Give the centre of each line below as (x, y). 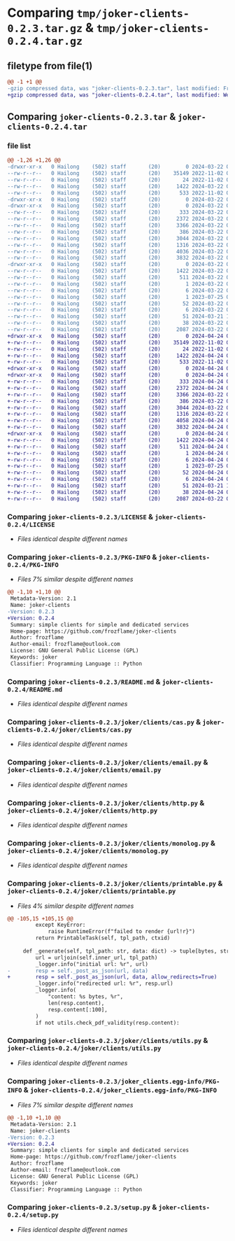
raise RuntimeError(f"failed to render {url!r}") (122, 932)
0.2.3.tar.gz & (51, 28)
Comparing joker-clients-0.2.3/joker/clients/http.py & (106, 803)
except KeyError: (60, 925)
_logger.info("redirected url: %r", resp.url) (104, 984)
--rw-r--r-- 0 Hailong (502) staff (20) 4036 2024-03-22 (115, 251)
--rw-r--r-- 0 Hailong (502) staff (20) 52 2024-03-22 (115, 303)
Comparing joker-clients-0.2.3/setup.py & (82, 1207)
